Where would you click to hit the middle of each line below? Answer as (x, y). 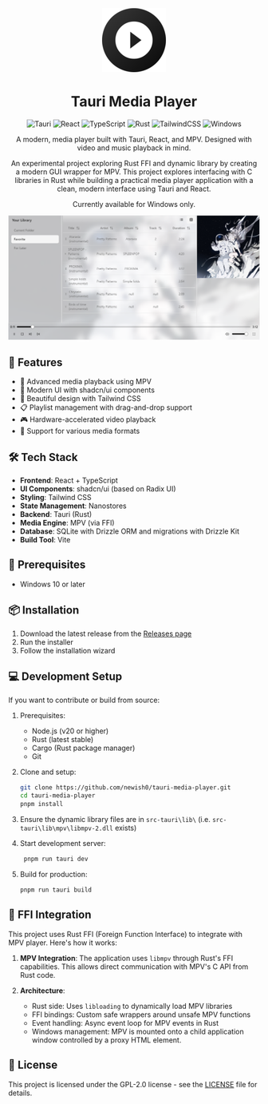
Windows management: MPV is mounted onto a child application (138, 1031)
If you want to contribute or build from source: (84, 700)
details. (20, 1093)
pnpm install (41, 804)
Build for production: (53, 875)
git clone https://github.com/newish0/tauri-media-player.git (125, 787)
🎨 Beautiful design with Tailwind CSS (80, 399)
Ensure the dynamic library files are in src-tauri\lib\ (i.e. (115, 820)
